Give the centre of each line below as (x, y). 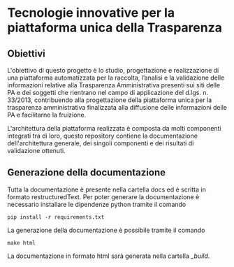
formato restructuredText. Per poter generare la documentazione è (103, 196)
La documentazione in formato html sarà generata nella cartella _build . (109, 256)
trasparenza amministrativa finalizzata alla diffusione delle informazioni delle (117, 107)
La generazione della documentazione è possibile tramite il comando (106, 230)
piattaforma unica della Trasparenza (115, 28)
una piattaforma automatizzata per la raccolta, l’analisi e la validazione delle (116, 78)
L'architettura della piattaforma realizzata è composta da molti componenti (114, 128)
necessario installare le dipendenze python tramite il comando (97, 204)
